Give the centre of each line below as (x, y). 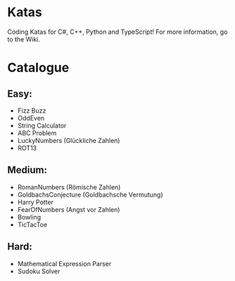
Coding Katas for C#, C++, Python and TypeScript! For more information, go (118, 32)
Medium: (27, 170)
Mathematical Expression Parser (64, 263)
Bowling (29, 217)
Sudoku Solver (39, 271)
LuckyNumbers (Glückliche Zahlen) (69, 140)
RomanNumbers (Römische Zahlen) (69, 187)
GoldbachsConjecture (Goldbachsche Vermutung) (90, 194)
